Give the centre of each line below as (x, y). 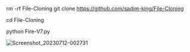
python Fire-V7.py (28, 31)
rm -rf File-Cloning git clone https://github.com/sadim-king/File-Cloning (95, 9)
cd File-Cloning (25, 20)
